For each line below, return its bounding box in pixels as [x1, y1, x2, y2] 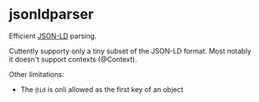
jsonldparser [9, 5, 94, 23]
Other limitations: [9, 69, 64, 79]
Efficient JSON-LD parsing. [9, 31, 97, 40]
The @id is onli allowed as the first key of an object [20, 84, 184, 94]
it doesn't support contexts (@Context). [9, 55, 137, 64]
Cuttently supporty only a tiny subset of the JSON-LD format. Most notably [9, 46, 252, 55]
